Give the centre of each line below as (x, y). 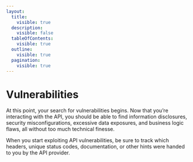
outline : (22, 50)
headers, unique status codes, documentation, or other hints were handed (96, 147)
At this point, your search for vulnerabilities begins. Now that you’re (87, 111)
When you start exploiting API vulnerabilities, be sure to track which (88, 140)
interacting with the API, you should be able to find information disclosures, (96, 117)
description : (27, 28)
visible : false (35, 33)
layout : (15, 11)
